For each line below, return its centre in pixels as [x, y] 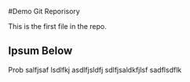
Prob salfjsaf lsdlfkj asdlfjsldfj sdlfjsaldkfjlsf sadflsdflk [95, 70]
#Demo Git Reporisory [44, 11]
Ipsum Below [40, 51]
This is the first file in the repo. [58, 26]
